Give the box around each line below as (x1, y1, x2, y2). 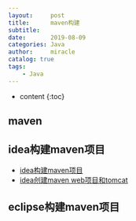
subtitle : (8, 26, 41, 34)
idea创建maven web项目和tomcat (19, 175, 128, 185)
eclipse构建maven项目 (8, 201, 120, 214)
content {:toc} (19, 91, 65, 101)
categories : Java (8, 41, 65, 49)
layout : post (8, 11, 65, 20)
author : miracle (8, 48, 76, 56)
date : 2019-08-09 (8, 33, 86, 42)
